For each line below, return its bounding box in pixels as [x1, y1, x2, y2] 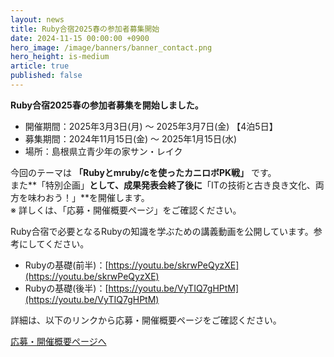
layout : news [10, 14, 65, 25]
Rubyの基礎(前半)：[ [24, 259, 109, 271]
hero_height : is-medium [10, 52, 110, 62]
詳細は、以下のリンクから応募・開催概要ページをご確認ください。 [10, 314, 282, 326]
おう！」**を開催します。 [44, 191, 150, 203]
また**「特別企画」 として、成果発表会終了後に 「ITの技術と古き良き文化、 [10, 179, 316, 191]
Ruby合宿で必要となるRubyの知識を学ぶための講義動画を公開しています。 [10, 225, 314, 237]
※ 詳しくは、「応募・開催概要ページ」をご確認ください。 [10, 204, 242, 216]
